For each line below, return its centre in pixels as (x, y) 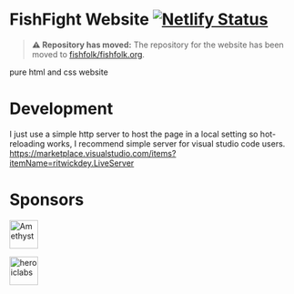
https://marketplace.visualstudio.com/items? (93, 153)
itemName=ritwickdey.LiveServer (72, 163)
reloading (27, 143)
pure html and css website (59, 72)
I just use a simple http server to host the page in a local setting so (134, 134)
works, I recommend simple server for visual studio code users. (166, 143)
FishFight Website (80, 20)
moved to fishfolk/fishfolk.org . (88, 54)
